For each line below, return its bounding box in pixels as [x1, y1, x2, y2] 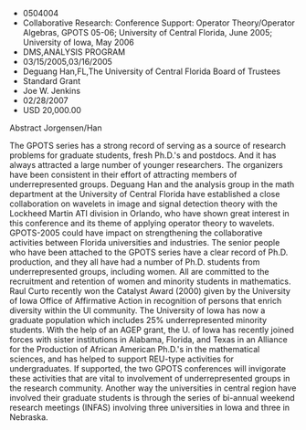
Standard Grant [22, 76, 80, 86]
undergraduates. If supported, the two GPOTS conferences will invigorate [9, 363, 286, 373]
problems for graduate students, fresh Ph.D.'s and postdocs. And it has [9, 150, 277, 161]
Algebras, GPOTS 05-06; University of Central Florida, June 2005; [22, 27, 272, 37]
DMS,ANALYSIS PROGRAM [22, 47, 126, 58]
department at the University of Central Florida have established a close [9, 189, 280, 199]
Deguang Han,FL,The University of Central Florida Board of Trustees [22, 66, 281, 77]
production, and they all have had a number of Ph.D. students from [9, 257, 260, 267]
